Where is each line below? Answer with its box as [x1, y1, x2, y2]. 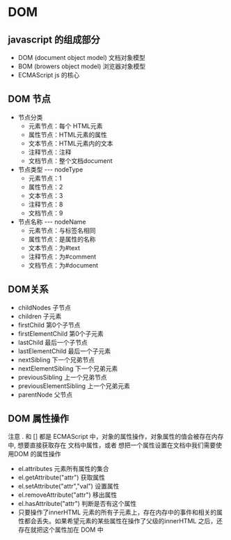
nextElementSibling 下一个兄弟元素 [17, 364, 118, 373]
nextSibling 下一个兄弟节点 [17, 355, 95, 364]
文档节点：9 [28, 208, 63, 217]
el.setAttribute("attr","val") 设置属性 [17, 482, 120, 491]
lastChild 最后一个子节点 [17, 338, 88, 346]
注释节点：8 [28, 200, 63, 208]
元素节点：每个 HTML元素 [28, 121, 103, 130]
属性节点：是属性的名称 [28, 235, 96, 243]
